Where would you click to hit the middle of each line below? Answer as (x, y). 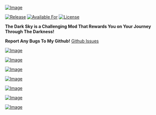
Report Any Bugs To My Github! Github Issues (52, 41)
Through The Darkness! (30, 31)
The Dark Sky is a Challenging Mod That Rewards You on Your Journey (78, 26)
